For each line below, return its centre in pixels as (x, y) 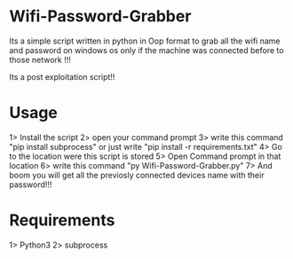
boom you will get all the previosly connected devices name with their (137, 175)
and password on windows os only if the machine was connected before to (146, 50)
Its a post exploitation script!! (62, 76)
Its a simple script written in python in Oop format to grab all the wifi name (145, 41)
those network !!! (40, 59)
